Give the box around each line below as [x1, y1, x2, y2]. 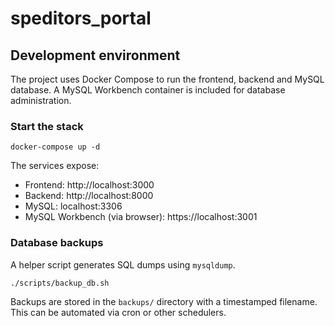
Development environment [10, 47, 181, 64]
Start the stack [10, 119, 84, 133]
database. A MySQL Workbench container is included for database [10, 84, 286, 96]
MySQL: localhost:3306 [24, 200, 123, 212]
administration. [10, 95, 72, 106]
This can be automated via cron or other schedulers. [10, 306, 227, 318]
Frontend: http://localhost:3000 [24, 179, 155, 191]
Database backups [10, 236, 104, 250]
